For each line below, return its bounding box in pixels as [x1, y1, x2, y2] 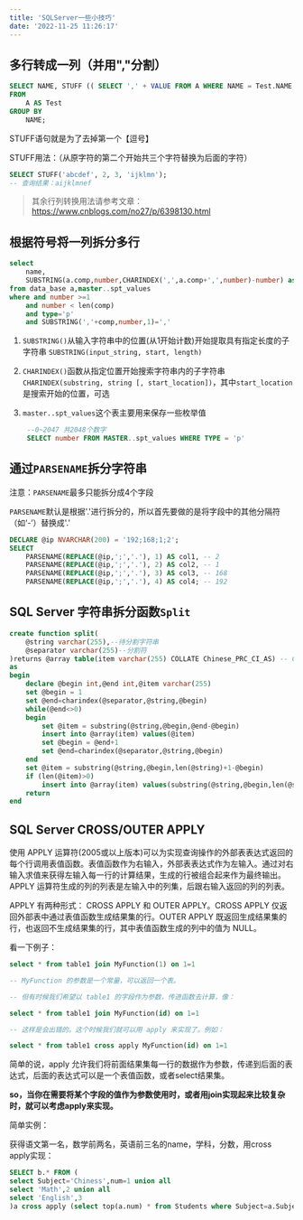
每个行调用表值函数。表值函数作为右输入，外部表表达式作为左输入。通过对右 [9, 859, 294, 870]
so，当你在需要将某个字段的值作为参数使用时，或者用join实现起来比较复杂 [9, 1089, 286, 1100]
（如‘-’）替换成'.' [9, 517, 70, 528]
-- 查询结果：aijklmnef [9, 178, 92, 188]
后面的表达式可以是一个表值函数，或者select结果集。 [32, 1070, 230, 1081]
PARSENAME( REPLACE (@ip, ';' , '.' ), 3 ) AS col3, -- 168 [25, 569, 228, 578]
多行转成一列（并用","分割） [9, 57, 167, 72]
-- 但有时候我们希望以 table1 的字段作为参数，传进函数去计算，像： [9, 992, 235, 1001]
